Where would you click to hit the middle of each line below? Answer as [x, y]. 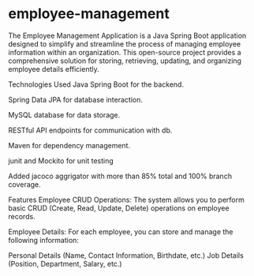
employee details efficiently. [54, 69]
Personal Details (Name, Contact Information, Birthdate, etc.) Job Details [126, 255]
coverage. [24, 184]
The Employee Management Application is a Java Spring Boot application [127, 35]
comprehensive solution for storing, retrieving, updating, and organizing [125, 61]
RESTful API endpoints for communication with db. [90, 130]
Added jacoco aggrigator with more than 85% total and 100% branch [120, 176]
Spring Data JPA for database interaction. [76, 99]
